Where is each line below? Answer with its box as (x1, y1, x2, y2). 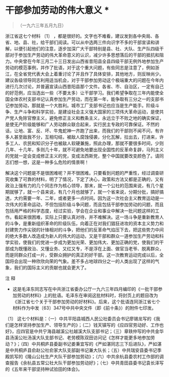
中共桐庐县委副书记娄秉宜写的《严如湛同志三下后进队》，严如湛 (31, 341, 162, 347)
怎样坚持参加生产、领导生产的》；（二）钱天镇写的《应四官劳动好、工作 (14, 321, 159, 328)
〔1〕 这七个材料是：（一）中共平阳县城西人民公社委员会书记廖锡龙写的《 (5, 315, 156, 321)
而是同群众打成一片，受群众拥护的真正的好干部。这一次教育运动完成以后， (5, 252, 159, 258)
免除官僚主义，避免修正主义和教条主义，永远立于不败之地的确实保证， (18, 115, 164, 121)
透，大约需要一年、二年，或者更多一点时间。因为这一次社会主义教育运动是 (5, 195, 159, 201)
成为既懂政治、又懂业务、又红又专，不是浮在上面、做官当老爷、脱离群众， (9, 245, 164, 251)
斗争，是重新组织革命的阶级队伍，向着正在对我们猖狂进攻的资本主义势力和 (9, 220, 164, 226)
